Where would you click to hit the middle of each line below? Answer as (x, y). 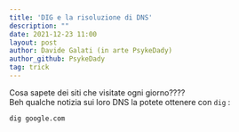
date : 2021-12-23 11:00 (53, 34)
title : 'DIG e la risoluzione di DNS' (81, 17)
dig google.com (37, 118)
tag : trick (29, 68)
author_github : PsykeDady (57, 59)
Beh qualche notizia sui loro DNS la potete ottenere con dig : (120, 102)
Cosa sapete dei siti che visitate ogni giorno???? (97, 92)
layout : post (33, 42)
